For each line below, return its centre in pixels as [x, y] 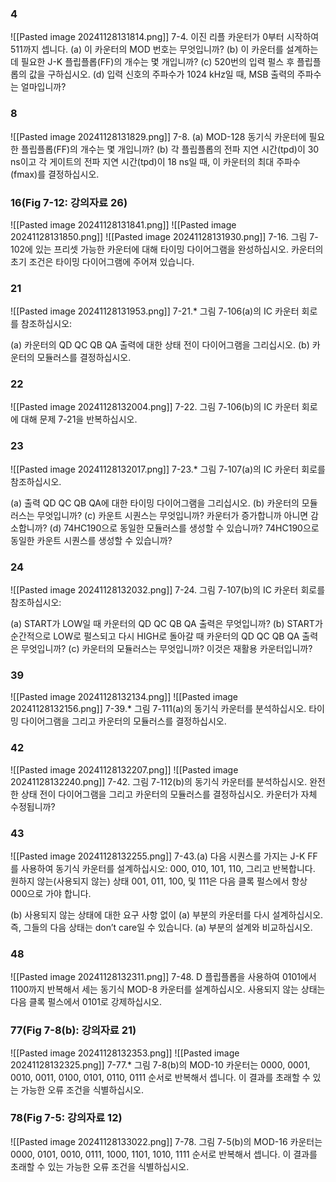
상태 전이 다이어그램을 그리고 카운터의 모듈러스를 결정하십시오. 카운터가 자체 [169, 794]
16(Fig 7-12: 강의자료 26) [69, 202]
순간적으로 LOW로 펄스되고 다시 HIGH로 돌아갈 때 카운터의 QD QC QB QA [155, 636]
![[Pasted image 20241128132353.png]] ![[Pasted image [125, 1053]
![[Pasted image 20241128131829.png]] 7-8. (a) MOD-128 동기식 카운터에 [158, 136]
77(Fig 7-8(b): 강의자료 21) [73, 1030]
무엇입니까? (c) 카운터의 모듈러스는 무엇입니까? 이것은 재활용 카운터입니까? [166, 649]
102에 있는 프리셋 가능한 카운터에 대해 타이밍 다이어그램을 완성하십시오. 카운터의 [167, 249]
